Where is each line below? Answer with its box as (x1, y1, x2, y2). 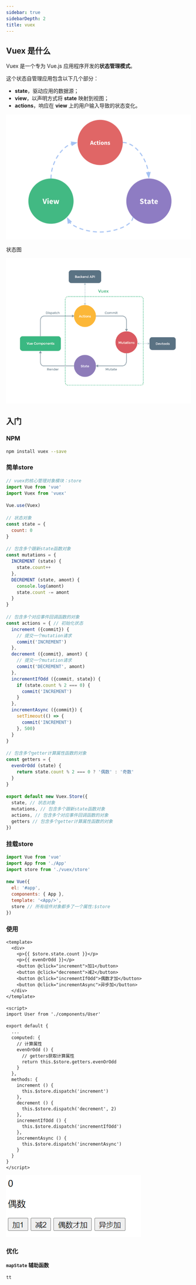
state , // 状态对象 (11, 800, 56, 806)
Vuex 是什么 (6, 46, 51, 56)
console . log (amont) (16, 583, 65, 589)
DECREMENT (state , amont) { (11, 577, 80, 583)
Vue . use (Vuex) (6, 503, 41, 509)
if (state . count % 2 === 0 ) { (16, 682, 91, 688)
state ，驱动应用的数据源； (14, 88, 79, 95)
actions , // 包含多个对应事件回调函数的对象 (11, 812, 109, 819)
